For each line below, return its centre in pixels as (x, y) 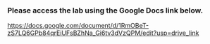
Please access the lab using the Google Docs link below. (105, 10)
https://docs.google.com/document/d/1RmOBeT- (78, 26)
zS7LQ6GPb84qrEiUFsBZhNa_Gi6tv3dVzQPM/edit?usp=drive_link (103, 33)
